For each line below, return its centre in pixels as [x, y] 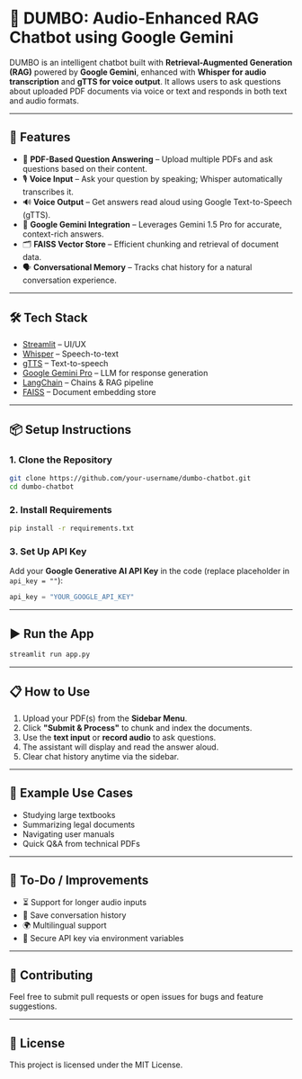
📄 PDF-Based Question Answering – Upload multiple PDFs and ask [147, 159]
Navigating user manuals [68, 834]
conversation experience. [69, 280]
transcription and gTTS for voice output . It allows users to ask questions [145, 81]
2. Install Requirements [61, 509]
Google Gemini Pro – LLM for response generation [115, 373]
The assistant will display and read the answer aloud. [120, 747]
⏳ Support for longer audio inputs [84, 903]
